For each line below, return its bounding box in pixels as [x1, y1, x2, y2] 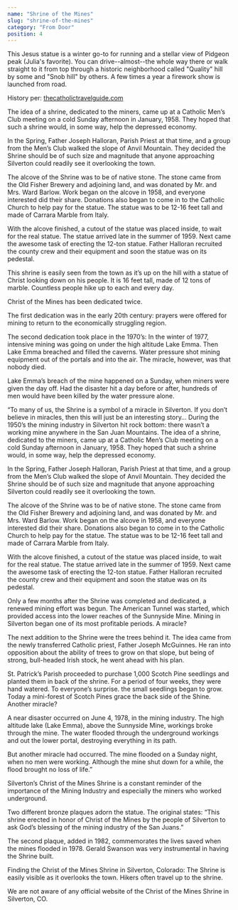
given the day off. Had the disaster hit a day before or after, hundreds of [7, 384, 218, 393]
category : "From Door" [7, 23, 75, 31]
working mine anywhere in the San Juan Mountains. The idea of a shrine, [7, 428, 222, 437]
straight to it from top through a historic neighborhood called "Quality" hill [7, 65, 223, 73]
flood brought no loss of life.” [7, 766, 93, 774]
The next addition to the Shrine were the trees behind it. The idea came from [7, 633, 232, 642]
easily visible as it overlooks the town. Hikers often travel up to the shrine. [7, 873, 224, 882]
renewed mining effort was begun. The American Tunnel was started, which [7, 604, 229, 613]
